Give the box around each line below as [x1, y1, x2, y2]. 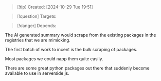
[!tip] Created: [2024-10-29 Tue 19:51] [17, 4, 93, 10]
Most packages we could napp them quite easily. [5, 56, 103, 62]
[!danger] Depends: [17, 23, 56, 28]
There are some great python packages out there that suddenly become [5, 65, 150, 71]
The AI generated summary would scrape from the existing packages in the [5, 32, 157, 38]
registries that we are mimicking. [5, 37, 71, 43]
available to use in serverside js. [5, 70, 70, 76]
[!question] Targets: [17, 13, 57, 19]
